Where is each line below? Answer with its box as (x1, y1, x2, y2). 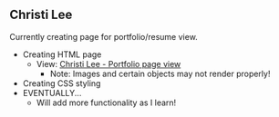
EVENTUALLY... (22, 87, 82, 98)
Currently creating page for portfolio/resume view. (9, 31, 198, 42)
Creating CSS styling (22, 77, 101, 89)
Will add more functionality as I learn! (36, 97, 177, 108)
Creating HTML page (22, 49, 102, 60)
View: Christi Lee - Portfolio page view (36, 58, 181, 69)
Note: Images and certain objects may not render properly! (49, 68, 271, 79)
